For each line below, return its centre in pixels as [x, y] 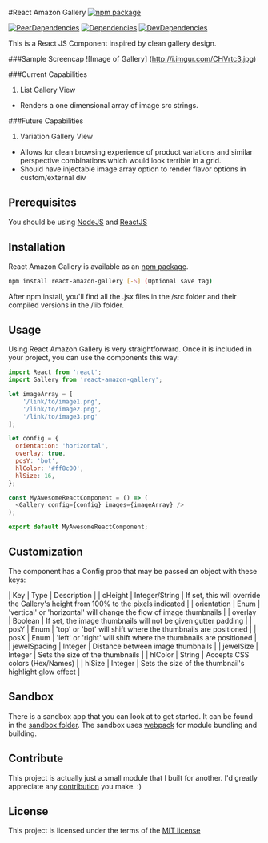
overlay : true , [41, 454]
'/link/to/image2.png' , [62, 409]
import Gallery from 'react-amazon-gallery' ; [85, 380]
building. [23, 733]
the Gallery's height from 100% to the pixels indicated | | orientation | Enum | [134, 604]
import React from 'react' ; [55, 372]
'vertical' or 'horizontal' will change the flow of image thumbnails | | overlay [132, 612]
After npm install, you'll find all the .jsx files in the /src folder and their [123, 296]
